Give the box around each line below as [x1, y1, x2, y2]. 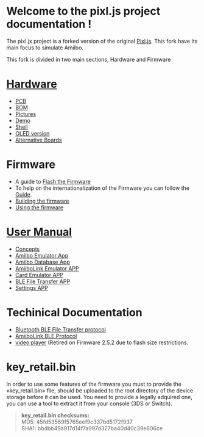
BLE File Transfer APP [15, 278, 71, 285]
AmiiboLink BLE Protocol [15, 332, 77, 339]
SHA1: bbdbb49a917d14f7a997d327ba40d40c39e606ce [21, 424, 163, 432]
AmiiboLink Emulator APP [15, 264, 79, 272]
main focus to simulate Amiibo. [6, 44, 84, 51]
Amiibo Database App [15, 258, 70, 265]
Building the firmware [15, 197, 69, 204]
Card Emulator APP [15, 271, 64, 278]
